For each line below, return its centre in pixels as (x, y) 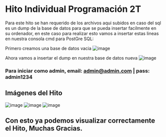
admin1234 (19, 77)
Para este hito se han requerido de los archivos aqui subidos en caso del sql (83, 23)
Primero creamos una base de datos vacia (48, 48)
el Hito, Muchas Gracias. (44, 128)
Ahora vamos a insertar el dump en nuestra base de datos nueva (71, 58)
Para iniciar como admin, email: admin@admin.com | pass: (78, 70)
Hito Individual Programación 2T (73, 9)
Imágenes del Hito (34, 93)
